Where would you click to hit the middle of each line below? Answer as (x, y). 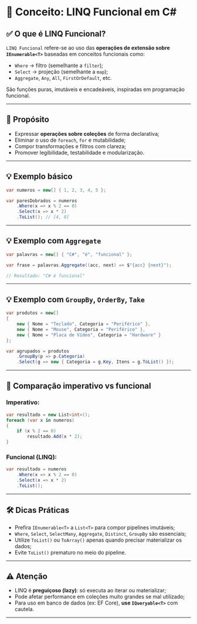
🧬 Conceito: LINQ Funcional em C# (91, 12)
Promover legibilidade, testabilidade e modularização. (79, 152)
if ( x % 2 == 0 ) (37, 431)
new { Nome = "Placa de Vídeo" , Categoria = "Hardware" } (89, 335)
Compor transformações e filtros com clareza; (70, 146)
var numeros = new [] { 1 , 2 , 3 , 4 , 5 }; (56, 190)
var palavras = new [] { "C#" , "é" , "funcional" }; (69, 254)
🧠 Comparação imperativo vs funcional (79, 386)
